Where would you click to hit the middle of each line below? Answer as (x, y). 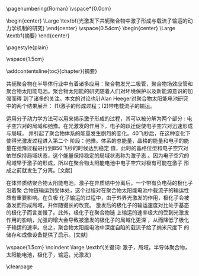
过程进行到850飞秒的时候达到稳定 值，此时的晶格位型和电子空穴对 (107, 148)
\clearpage (20, 267)
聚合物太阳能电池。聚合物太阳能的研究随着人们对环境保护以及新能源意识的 (97, 91)
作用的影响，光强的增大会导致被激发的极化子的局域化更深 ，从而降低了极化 (98, 220)
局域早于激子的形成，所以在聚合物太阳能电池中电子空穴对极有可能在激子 (94, 163)
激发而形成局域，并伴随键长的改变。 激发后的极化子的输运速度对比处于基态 (98, 205)
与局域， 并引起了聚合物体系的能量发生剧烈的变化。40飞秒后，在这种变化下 (98, 133)
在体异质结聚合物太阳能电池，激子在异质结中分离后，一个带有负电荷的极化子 (99, 183)
